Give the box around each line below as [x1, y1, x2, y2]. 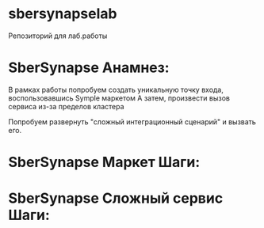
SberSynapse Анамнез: [8, 59, 170, 77]
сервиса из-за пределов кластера [8, 101, 124, 111]
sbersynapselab [8, 5, 117, 23]
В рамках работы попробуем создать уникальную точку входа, [8, 85, 224, 94]
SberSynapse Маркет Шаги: [8, 154, 201, 171]
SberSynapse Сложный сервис [8, 189, 224, 207]
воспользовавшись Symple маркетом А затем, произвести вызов [8, 93, 231, 103]
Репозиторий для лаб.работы [8, 31, 108, 40]
